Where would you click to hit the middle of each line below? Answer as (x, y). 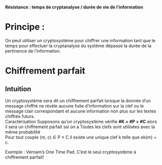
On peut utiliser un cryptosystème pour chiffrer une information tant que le (80, 40)
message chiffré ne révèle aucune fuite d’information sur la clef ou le (75, 106)
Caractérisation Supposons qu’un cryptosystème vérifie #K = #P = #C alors (81, 121)
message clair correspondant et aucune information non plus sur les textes (81, 111)
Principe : (25, 27)
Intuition (18, 89)
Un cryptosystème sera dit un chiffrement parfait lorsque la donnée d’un (78, 101)
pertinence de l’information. (33, 51)
